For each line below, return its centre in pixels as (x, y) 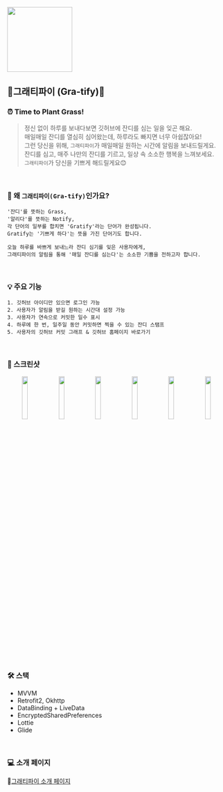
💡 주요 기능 (25, 286)
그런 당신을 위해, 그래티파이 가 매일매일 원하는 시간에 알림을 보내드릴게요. (120, 145)
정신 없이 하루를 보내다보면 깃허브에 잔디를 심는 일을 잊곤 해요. (108, 127)
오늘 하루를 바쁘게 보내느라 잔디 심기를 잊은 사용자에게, (77, 247)
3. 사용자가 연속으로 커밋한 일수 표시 (54, 318)
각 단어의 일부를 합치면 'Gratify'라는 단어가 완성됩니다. (80, 226)
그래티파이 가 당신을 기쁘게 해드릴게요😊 (75, 162)
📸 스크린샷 (24, 364)
